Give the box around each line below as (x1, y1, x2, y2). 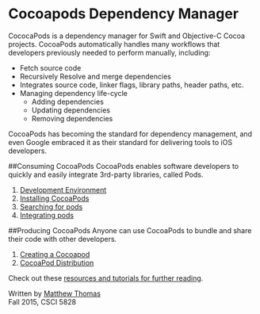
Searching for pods (19, 201, 83, 211)
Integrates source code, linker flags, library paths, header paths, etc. (19, 80, 244, 90)
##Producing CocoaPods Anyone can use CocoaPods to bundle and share (8, 225, 252, 235)
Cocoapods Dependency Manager (8, 5, 239, 23)
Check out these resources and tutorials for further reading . (8, 273, 204, 282)
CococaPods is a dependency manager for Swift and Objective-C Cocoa (8, 31, 246, 40)
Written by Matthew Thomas (8, 289, 101, 298)
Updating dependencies (31, 105, 111, 115)
